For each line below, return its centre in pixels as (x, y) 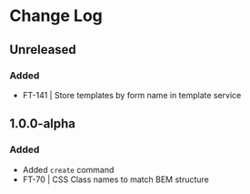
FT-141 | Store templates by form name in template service (132, 95)
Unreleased (43, 50)
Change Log (56, 16)
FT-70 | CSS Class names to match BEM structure (115, 179)
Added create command (68, 169)
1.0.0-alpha (42, 124)
